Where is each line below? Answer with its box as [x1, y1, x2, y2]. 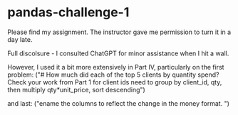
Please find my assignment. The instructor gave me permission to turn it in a [7, 28, 232, 36]
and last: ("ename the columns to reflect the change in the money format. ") [7, 99, 230, 107]
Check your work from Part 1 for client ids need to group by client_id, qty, [7, 77, 222, 86]
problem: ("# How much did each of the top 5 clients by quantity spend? [7, 70, 219, 79]
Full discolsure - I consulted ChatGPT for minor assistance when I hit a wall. [7, 49, 229, 57]
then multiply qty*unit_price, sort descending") [7, 85, 146, 94]
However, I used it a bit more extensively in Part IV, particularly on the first [7, 62, 224, 71]
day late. [7, 35, 33, 43]
